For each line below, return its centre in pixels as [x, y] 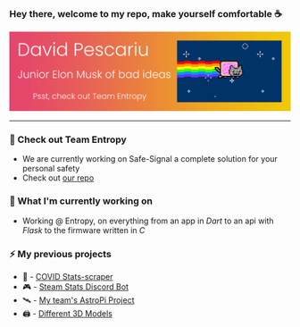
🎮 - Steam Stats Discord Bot [75, 286]
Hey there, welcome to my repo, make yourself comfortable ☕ [146, 13]
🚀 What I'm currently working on [81, 201]
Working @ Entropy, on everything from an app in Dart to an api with [148, 221]
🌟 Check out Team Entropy [68, 139]
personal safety [51, 169]
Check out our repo [58, 178]
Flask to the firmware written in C [83, 230]
